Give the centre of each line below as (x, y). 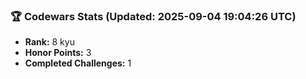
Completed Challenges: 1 (78, 63)
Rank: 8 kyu (49, 42)
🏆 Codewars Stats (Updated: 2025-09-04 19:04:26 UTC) (153, 16)
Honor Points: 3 (58, 53)
